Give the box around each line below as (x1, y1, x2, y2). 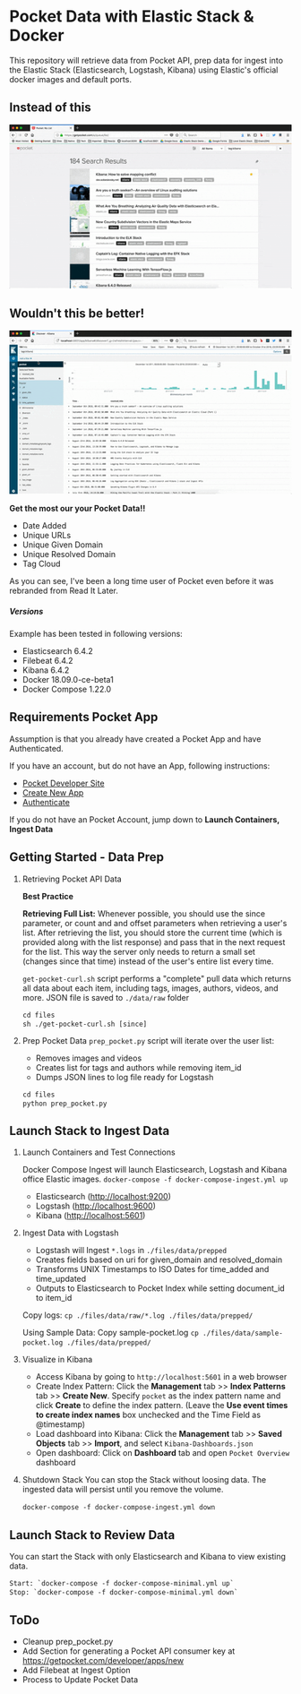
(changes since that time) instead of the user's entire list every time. (21, 956, 274, 967)
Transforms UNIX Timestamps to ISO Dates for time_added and (35, 1264, 270, 1275)
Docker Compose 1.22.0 (21, 684, 112, 694)
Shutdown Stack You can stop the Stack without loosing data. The (21, 1475, 267, 1485)
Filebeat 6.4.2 (21, 656, 73, 666)
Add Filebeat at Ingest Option (21, 1664, 131, 1676)
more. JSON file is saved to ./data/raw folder (21, 992, 190, 1002)
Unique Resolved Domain (21, 549, 116, 560)
